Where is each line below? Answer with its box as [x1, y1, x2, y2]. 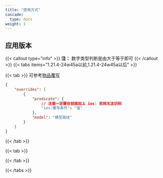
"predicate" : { [32, 96, 64, 101]
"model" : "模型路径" [32, 115, 72, 120]
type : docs [10, 17, 33, 22]
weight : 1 [5, 21, 26, 27]
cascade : [5, 12, 24, 17]
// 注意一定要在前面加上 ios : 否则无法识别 [41, 101, 122, 106]
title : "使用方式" [5, 7, 41, 13]
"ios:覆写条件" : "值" [41, 106, 83, 111]
